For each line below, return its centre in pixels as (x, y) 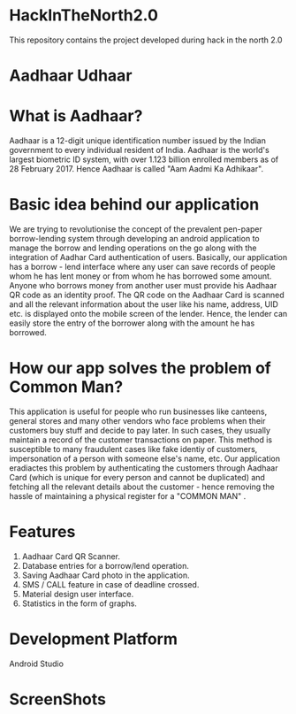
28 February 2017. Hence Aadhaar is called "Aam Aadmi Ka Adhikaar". (136, 169)
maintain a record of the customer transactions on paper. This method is (140, 440)
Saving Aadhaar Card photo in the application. (106, 575)
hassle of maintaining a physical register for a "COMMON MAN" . (128, 495)
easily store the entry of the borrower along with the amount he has (132, 323)
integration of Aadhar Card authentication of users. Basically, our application (148, 257)
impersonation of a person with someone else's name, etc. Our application (145, 458)
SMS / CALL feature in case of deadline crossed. (110, 584)
